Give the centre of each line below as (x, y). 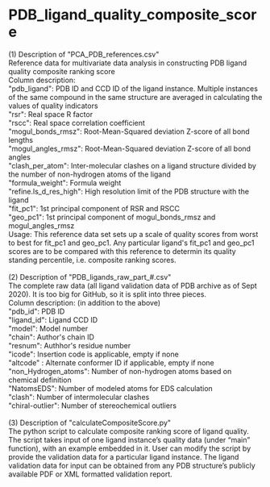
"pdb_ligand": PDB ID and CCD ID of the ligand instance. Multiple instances (133, 88)
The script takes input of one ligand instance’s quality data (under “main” (129, 439)
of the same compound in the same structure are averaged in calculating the (135, 97)
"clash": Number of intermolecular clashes (79, 397)
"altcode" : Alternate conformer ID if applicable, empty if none (112, 362)
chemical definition (40, 380)
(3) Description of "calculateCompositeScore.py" (90, 422)
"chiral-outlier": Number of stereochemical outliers (93, 406)
